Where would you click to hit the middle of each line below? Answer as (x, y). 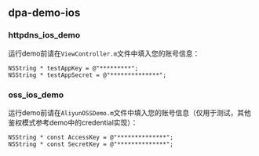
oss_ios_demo (36, 95)
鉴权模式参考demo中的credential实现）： (73, 122)
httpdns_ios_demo (44, 35)
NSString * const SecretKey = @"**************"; (91, 144)
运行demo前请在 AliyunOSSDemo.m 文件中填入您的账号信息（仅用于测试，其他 (129, 112)
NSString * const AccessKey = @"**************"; (91, 137)
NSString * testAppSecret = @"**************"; (88, 75)
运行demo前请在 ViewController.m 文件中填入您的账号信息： (104, 53)
